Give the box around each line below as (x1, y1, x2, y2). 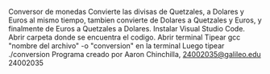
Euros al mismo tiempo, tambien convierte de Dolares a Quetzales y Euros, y (8, 15, 262, 25)
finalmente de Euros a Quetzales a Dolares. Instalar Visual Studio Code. (8, 24, 246, 33)
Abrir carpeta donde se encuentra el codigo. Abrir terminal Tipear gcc (8, 32, 241, 42)
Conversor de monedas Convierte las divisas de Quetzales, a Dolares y (8, 7, 244, 16)
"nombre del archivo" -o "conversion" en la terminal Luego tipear (8, 41, 225, 51)
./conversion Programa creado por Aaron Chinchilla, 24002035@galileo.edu (8, 50, 262, 59)
